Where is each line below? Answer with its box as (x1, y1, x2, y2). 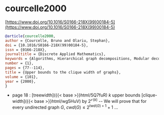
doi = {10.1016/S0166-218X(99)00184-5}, (5, 42, 89, 48)
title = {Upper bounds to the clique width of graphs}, (5, 70, 121, 75)
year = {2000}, (5, 79, 36, 84)
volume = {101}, (5, 74, 38, 79)
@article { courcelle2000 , (5, 34, 56, 38)
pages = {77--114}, (5, 65, 45, 71)
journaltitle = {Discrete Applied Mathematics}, (5, 52, 106, 57)
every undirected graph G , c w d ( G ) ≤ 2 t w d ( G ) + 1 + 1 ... (12, 103, 118, 110)
